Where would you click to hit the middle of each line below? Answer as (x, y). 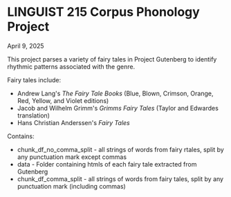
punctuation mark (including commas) (71, 186)
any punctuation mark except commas (72, 157)
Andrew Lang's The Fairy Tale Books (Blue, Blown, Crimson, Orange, (115, 93)
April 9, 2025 (26, 46)
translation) (34, 115)
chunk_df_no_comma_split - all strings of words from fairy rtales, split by (121, 149)
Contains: (21, 136)
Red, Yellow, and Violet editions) (63, 100)
